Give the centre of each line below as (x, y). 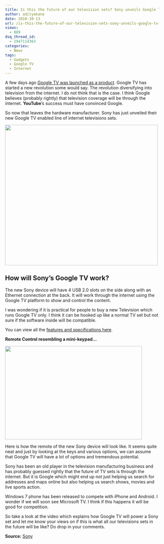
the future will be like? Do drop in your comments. (55, 526)
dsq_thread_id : (20, 37)
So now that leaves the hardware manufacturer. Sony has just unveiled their (81, 113)
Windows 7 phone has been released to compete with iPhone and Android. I (81, 496)
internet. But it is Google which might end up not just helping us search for (80, 477)
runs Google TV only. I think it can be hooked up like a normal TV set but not (82, 315)
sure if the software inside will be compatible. (51, 320)
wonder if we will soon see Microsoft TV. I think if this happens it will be (77, 501)
